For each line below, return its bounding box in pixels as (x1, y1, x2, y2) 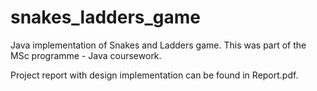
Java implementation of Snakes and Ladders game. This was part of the (10, 39, 307, 51)
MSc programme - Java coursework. (10, 49, 162, 61)
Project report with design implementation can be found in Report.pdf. (10, 69, 299, 81)
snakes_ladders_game (10, 6, 202, 29)
